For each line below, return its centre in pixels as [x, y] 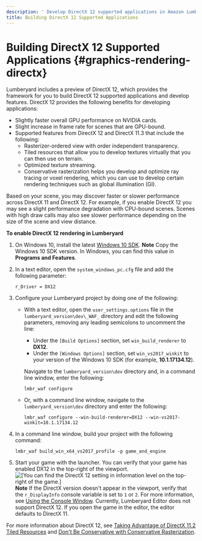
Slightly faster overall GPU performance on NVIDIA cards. [86, 120]
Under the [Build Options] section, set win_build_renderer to [109, 340]
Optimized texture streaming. [60, 165]
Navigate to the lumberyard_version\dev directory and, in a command [109, 372]
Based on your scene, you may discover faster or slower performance [93, 196]
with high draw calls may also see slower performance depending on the [96, 215]
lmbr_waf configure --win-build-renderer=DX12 [83, 417]
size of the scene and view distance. [52, 222]
